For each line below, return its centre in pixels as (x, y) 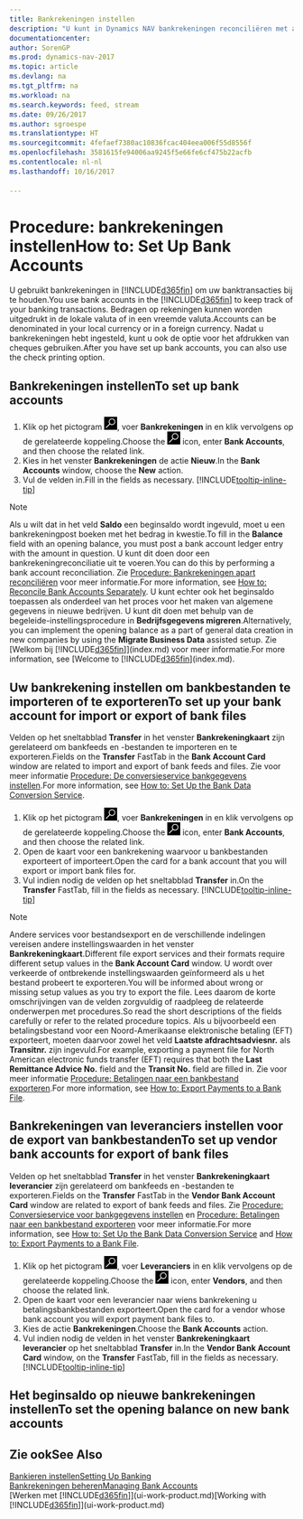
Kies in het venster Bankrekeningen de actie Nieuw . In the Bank (141, 461)
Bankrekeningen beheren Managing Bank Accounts (104, 1486)
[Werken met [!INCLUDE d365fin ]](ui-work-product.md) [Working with (138, 1496)
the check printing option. (57, 358)
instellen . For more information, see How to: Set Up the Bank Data (130, 785)
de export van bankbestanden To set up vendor (143, 1140)
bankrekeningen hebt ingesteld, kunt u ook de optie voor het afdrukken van (149, 338)
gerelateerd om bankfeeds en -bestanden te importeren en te (123, 747)
